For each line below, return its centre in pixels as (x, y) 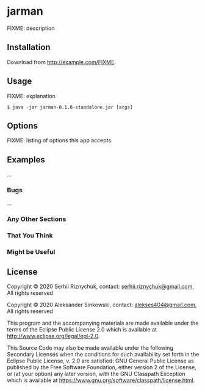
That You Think (30, 236)
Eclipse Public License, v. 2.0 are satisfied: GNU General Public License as (100, 361)
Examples (26, 160)
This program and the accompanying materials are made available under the (103, 323)
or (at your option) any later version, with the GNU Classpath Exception (96, 374)
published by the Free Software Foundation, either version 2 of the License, (102, 367)
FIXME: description (31, 28)
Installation (29, 47)
